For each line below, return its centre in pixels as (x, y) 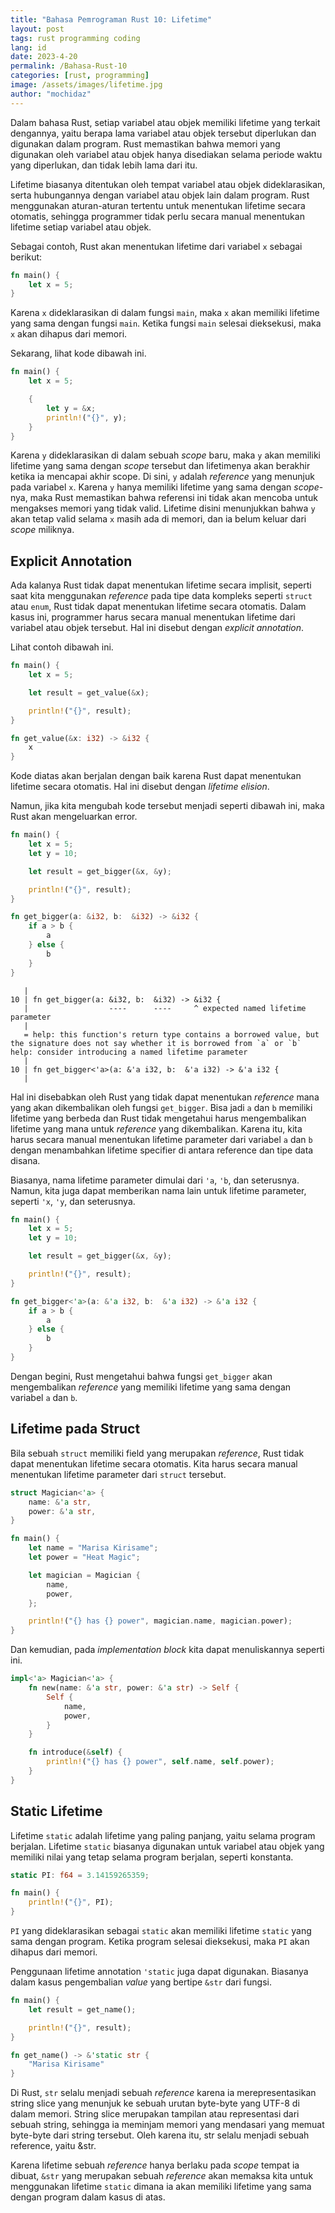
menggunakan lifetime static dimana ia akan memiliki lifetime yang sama (161, 2187)
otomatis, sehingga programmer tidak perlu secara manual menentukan (157, 216)
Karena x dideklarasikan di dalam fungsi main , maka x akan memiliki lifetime (165, 313)
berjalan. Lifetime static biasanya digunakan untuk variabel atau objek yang (167, 1846)
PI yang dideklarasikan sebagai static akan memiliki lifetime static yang (161, 1931)
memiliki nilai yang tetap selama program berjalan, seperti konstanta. (152, 1857)
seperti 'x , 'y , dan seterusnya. (73, 1201)
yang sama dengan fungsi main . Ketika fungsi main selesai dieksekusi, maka (166, 323)
